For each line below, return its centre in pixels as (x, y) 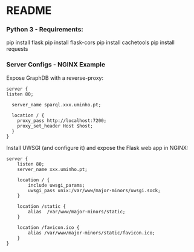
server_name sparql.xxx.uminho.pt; (57, 105)
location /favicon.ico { (48, 227)
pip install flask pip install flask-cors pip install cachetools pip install (91, 42)
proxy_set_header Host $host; (55, 126)
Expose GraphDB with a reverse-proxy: (55, 78)
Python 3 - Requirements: (45, 30)
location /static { (42, 206)
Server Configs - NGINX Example (56, 65)
